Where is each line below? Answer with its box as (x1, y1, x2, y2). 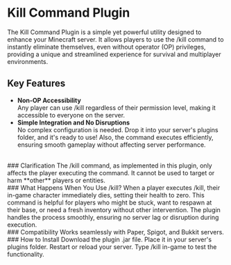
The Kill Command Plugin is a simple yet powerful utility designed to (7, 28, 202, 36)
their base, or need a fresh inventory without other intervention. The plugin (7, 205, 221, 214)
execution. (7, 220, 37, 229)
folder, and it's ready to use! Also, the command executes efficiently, (17, 133, 214, 141)
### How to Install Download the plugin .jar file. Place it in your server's (7, 235, 212, 243)
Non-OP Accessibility (17, 96, 81, 104)
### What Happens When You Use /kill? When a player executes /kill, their (7, 183, 221, 192)
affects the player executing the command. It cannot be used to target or (7, 168, 215, 177)
